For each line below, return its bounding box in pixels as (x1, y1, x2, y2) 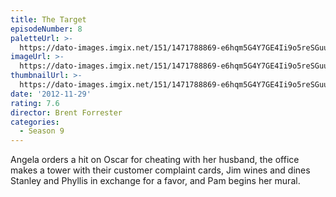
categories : (10, 117, 60, 127)
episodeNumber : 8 (10, 24, 83, 34)
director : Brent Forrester (10, 107, 123, 118)
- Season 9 (19, 126, 65, 136)
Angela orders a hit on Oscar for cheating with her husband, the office (10, 154, 300, 166)
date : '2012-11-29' (10, 89, 92, 99)
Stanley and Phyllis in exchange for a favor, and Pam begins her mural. (10, 175, 301, 187)
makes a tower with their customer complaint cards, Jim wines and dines (10, 164, 311, 176)
